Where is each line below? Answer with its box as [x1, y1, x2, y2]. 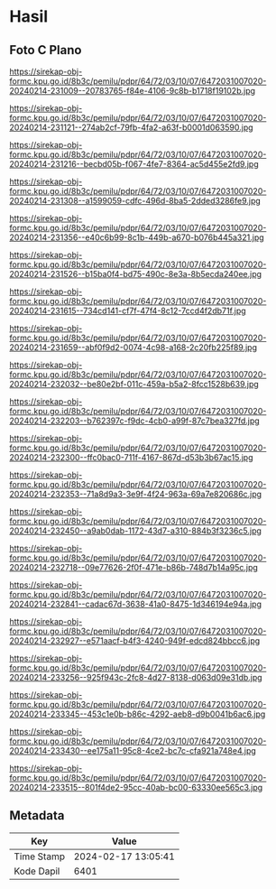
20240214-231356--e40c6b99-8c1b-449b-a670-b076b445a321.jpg [9, 232, 264, 243]
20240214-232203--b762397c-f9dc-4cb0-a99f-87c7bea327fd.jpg [9, 415, 260, 426]
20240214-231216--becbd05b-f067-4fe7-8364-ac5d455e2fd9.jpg [9, 159, 259, 169]
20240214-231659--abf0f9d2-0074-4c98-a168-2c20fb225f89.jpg [9, 342, 258, 353]
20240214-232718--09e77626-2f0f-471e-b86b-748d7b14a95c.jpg [9, 562, 259, 572]
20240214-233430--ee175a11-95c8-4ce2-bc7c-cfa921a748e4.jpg [9, 745, 257, 755]
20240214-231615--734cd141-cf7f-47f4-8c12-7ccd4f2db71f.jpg [9, 305, 246, 316]
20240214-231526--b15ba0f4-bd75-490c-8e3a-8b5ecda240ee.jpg [9, 269, 262, 279]
